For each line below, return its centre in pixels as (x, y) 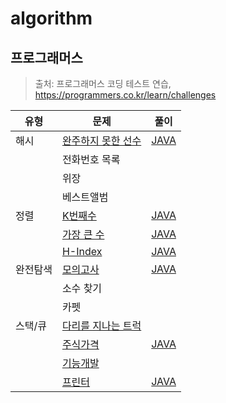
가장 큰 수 (83, 234)
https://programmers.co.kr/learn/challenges (125, 95)
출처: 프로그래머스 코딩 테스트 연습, (103, 83)
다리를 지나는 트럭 (101, 325)
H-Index (82, 251)
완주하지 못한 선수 (101, 140)
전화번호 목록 (91, 159)
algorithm (51, 18)
